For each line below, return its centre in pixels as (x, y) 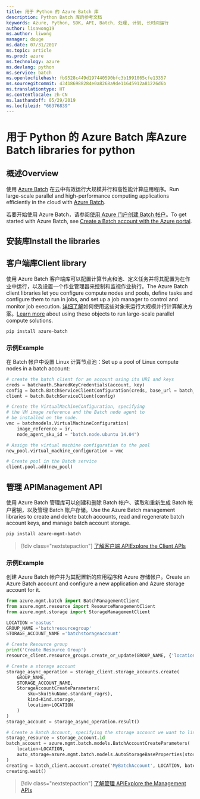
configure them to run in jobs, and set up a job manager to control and (92, 299)
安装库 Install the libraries (53, 241)
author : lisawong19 (30, 28)
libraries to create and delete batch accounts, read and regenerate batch (95, 516)
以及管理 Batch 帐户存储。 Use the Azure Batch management (101, 510)
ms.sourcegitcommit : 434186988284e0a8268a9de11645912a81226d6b (86, 84)
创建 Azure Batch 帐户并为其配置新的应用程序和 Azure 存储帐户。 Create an (98, 577)
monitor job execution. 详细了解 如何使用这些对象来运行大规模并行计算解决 (97, 306)
